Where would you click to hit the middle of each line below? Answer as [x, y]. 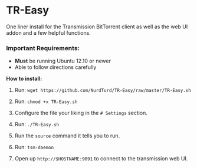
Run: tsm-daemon [34, 147]
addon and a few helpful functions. [49, 32]
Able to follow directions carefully [55, 67]
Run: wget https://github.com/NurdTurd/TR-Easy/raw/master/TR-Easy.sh [103, 90]
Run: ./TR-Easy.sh [37, 124]
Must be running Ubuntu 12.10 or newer [63, 61]
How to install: [24, 79]
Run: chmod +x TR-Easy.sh [46, 101]
